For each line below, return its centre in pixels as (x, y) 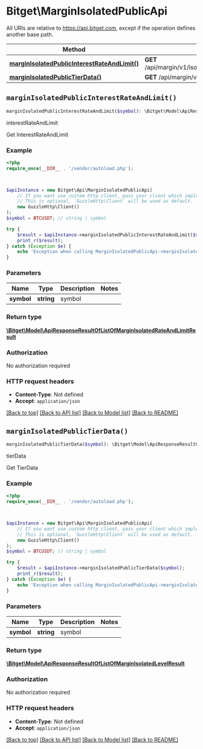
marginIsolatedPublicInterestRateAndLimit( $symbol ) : (74, 111)
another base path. (30, 34)
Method (74, 49)
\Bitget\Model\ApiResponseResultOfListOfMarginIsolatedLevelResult (96, 663)
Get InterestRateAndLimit (37, 134)
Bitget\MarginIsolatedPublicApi (87, 11)
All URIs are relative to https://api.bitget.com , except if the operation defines (101, 28)
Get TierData (22, 468)
